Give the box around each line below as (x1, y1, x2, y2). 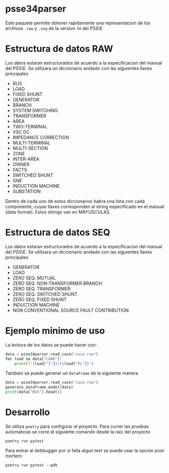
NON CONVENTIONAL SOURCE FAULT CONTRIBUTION (12, 307, 129, 313)
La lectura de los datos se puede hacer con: (5, 342, 97, 348)
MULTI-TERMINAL (12, 140, 51, 146)
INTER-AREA (12, 156, 39, 162)
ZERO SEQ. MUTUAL (12, 275, 56, 281)
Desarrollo (5, 407, 50, 418)
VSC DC (12, 129, 30, 135)
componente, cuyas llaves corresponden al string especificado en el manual (5, 204, 164, 210)
